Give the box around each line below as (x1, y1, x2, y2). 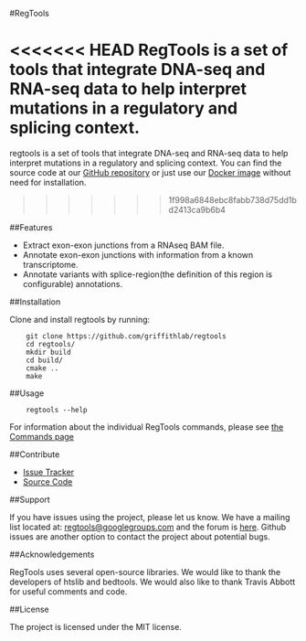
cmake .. (26, 363, 59, 373)
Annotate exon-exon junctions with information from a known (22, 249, 254, 260)
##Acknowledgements (9, 549, 95, 560)
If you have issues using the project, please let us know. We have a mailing (9, 511, 290, 522)
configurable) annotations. (22, 278, 123, 289)
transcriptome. (22, 259, 79, 270)
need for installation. (9, 176, 87, 187)
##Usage (9, 388, 45, 399)
